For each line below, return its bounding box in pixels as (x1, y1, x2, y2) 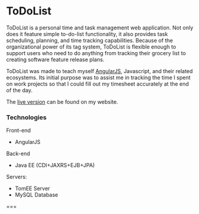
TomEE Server (14, 185, 50, 192)
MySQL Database (14, 191, 59, 198)
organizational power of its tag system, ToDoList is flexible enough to (6, 43, 176, 50)
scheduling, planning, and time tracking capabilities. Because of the (6, 37, 173, 44)
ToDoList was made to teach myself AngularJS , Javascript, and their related (6, 67, 193, 74)
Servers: (6, 173, 27, 180)
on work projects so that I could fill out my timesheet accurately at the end (6, 80, 189, 88)
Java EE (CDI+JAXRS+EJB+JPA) (14, 162, 95, 169)
